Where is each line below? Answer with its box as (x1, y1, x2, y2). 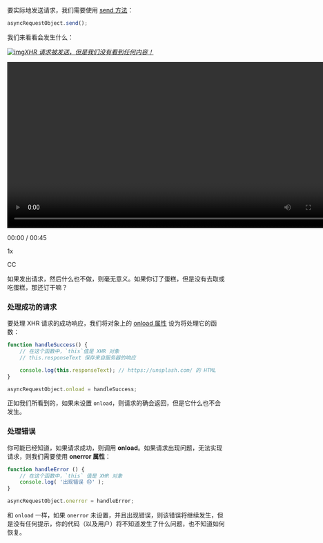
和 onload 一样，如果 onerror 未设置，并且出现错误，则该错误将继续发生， (7, 511, 217, 520)
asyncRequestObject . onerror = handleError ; (7, 497, 135, 505)
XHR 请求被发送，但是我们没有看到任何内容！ (24, 48, 154, 56)
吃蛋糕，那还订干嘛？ (7, 283, 68, 291)
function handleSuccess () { (7, 342, 88, 348)
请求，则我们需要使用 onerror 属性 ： (7, 452, 112, 460)
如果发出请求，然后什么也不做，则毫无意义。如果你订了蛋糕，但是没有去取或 (7, 275, 225, 283)
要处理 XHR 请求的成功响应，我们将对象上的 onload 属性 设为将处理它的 (7, 319, 211, 328)
